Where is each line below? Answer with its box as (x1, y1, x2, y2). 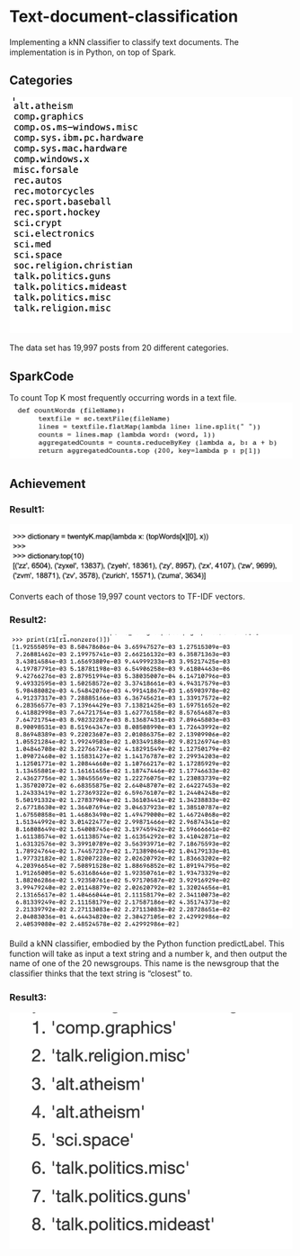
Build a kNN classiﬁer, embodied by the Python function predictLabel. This (9, 938, 285, 949)
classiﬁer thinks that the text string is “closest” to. (9, 968, 193, 979)
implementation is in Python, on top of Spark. (9, 47, 177, 58)
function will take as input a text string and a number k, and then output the (9, 948, 287, 960)
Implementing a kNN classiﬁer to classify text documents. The (9, 36, 240, 47)
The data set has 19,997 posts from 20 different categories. (9, 342, 229, 353)
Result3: (9, 991, 48, 1004)
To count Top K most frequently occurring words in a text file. (9, 393, 237, 403)
